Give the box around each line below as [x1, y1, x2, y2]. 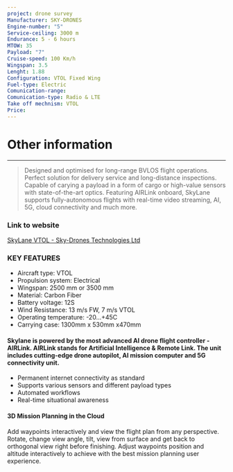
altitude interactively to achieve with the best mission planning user [7, 449, 200, 457]
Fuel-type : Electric [7, 81, 67, 88]
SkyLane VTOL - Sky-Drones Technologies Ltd [7, 236, 141, 244]
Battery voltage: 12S [17, 299, 75, 307]
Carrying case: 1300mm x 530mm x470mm [17, 320, 141, 329]
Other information [7, 137, 113, 152]
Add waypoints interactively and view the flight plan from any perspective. [7, 427, 220, 435]
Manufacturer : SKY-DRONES [7, 17, 82, 24]
